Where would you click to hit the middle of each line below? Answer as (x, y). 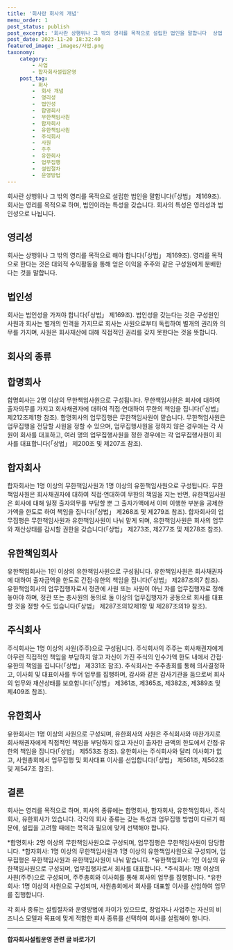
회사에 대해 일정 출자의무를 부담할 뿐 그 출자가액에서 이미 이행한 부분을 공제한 (119, 503)
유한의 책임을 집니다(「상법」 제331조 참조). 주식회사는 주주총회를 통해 (101, 666)
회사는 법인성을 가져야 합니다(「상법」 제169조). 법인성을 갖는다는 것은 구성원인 (113, 315)
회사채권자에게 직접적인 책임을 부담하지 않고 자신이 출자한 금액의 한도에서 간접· (114, 742)
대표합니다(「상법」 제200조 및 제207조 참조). (81, 444)
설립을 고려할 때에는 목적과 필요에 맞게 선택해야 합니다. (96, 828)
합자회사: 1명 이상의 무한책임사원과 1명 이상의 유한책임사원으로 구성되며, (122, 851)
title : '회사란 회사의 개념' (43, 14)
